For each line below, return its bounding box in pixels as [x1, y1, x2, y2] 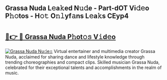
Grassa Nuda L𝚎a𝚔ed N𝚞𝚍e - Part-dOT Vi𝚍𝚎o [5, 4, 150, 12]
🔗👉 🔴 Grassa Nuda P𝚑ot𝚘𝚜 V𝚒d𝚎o [5, 32, 116, 41]
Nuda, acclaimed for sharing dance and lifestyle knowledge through [5, 54, 145, 59]
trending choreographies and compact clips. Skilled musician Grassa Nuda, [5, 59, 160, 65]
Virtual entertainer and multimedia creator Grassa [54, 48, 156, 54]
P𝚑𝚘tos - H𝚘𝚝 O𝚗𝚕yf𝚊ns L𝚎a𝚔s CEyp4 [5, 12, 129, 20]
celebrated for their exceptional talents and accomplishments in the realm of [5, 64, 162, 70]
